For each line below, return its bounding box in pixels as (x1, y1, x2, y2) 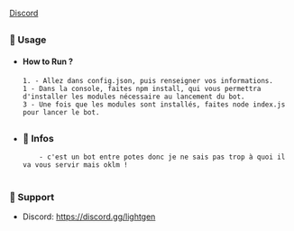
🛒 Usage (9, 33, 47, 46)
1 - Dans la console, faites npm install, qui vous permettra (22, 84, 262, 93)
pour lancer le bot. (22, 107, 100, 116)
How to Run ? (22, 56, 74, 67)
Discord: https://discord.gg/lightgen (22, 211, 156, 222)
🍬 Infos (22, 132, 54, 144)
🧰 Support (9, 190, 55, 203)
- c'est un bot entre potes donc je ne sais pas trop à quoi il (39, 152, 286, 162)
